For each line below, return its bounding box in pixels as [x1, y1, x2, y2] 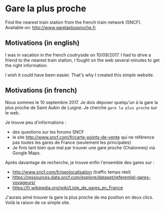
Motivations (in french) [5, 86, 77, 95]
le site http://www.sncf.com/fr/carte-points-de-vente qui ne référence [12, 134, 155, 140]
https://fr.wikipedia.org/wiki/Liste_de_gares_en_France [12, 184, 123, 190]
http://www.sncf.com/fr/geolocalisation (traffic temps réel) [12, 169, 132, 175]
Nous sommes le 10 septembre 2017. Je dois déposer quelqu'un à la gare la [5, 99, 159, 105]
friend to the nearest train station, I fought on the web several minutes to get [5, 57, 160, 63]
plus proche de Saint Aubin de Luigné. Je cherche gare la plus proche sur [5, 105, 158, 110]
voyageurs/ [12, 179, 35, 185]
